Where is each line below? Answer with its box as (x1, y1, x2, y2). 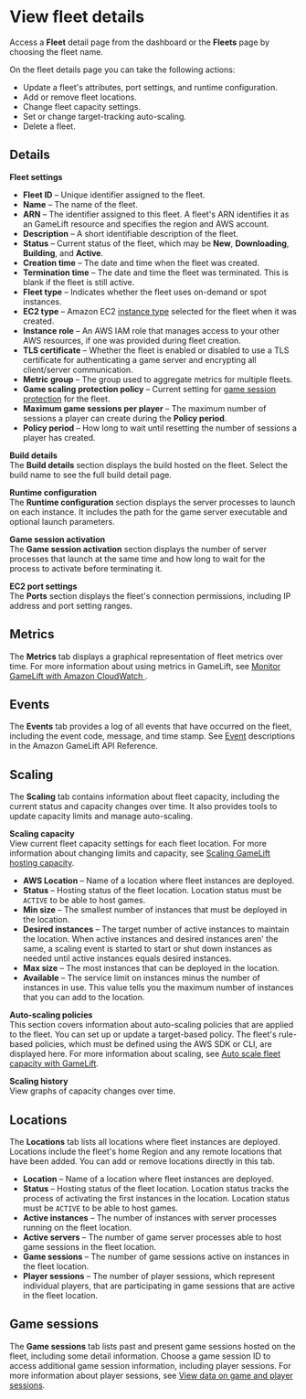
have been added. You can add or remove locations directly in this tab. (9, 1156, 276, 1167)
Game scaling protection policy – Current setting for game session (22, 383, 277, 394)
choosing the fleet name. (9, 46, 103, 57)
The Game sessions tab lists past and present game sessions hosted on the (9, 1340, 296, 1351)
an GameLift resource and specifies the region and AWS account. (22, 218, 269, 230)
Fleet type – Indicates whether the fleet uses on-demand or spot (22, 286, 267, 297)
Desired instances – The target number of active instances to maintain (22, 924, 290, 934)
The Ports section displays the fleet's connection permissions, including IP (9, 590, 291, 601)
